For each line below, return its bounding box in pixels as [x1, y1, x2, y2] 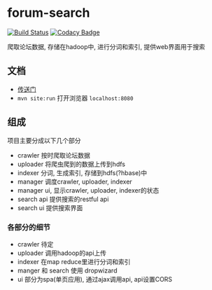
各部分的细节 [7, 223, 51, 233]
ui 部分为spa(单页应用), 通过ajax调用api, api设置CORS [17, 275, 173, 283]
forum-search [7, 5, 90, 21]
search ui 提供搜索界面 [17, 203, 83, 212]
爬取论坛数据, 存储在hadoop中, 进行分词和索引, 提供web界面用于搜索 [7, 42, 205, 50]
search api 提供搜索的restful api [17, 195, 109, 203]
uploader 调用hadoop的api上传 [17, 249, 107, 257]
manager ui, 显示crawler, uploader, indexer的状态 [17, 186, 160, 194]
